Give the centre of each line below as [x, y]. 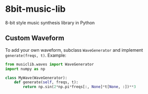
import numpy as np [25, 69]
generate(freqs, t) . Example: [36, 55]
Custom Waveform [35, 38]
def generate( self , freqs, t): [46, 82]
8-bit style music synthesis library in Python [50, 23]
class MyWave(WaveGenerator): [36, 78]
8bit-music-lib [35, 9]
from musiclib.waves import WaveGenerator [49, 64]
